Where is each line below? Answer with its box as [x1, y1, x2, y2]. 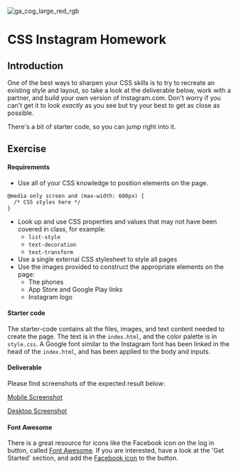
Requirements [7, 162, 50, 171]
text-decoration [28, 241, 77, 248]
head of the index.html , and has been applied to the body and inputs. [7, 347, 211, 355]
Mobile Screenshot [7, 393, 63, 401]
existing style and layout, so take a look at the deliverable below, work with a [7, 86, 232, 94]
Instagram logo [28, 292, 73, 301]
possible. [7, 109, 34, 117]
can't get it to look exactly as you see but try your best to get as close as [7, 101, 220, 109]
